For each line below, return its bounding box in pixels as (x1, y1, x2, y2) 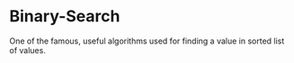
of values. (9, 44, 47, 55)
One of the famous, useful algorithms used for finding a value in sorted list (9, 35, 285, 46)
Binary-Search (9, 6, 120, 27)
